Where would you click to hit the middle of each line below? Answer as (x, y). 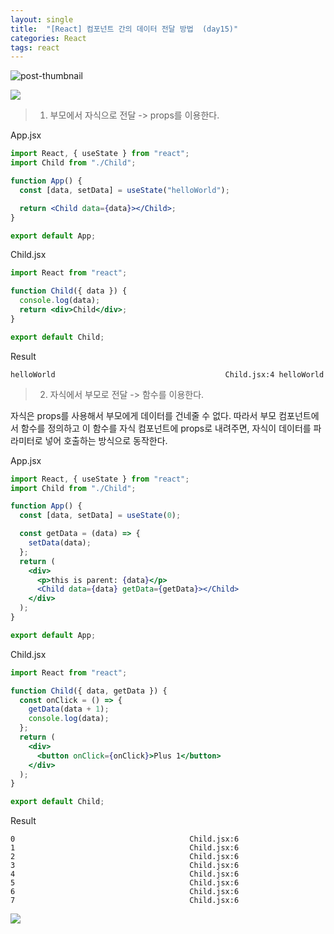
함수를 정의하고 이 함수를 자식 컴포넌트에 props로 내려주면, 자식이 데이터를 (166, 428)
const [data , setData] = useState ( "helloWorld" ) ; (124, 190)
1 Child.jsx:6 (125, 848)
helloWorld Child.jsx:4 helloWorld (167, 374)
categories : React (48, 38)
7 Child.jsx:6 (125, 901)
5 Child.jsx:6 (125, 883)
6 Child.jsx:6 (125, 892)
